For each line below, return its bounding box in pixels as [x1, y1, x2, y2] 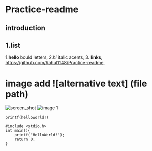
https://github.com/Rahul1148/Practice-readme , [5, 60, 105, 66]
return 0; [14, 137, 36, 142]
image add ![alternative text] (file [5, 78, 147, 89]
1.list [5, 41, 20, 49]
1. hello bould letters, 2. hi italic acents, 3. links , [5, 54, 103, 60]
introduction [5, 24, 46, 32]
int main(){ [5, 128, 31, 133]
